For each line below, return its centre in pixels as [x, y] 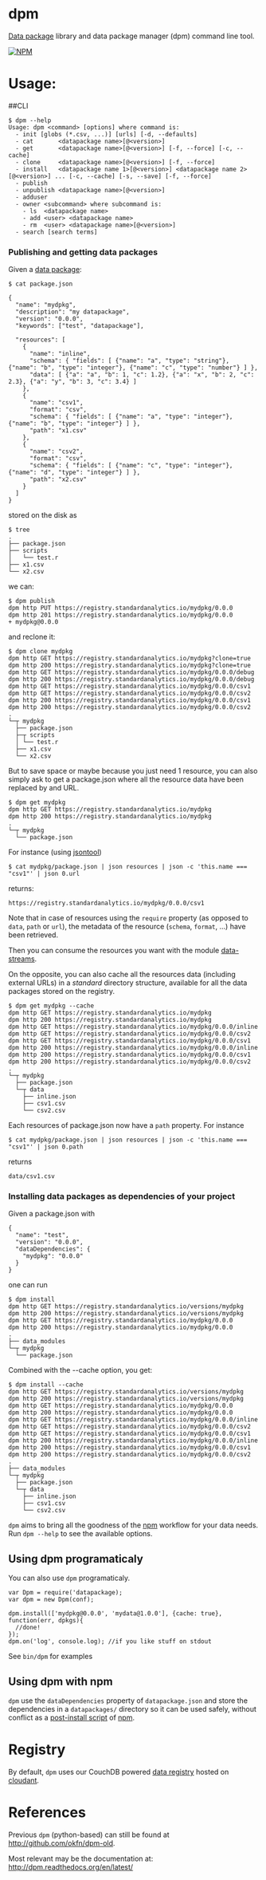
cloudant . [24, 1780]
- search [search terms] [57, 232]
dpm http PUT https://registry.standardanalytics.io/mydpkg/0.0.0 [121, 608]
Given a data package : [45, 270]
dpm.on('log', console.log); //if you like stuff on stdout [110, 1642]
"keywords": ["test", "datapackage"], [80, 326]
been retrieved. [33, 935]
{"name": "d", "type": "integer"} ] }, [74, 473]
